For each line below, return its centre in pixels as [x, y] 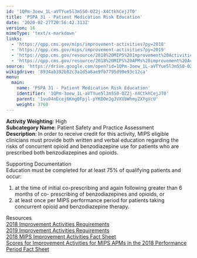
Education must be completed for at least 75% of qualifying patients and [94, 170]
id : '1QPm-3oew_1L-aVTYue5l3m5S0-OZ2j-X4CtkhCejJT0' [72, 11]
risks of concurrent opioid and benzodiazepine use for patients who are [93, 146]
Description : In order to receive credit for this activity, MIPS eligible [87, 133]
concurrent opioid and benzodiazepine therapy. [72, 206]
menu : [13, 77]
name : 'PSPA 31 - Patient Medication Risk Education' [84, 88]
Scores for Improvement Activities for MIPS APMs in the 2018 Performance [96, 243]
